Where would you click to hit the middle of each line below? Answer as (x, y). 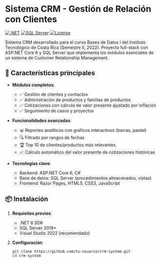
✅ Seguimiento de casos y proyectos (57, 111)
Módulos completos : (33, 85)
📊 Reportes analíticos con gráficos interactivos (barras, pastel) (83, 130)
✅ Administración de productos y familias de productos (75, 100)
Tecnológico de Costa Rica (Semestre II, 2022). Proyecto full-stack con (77, 47)
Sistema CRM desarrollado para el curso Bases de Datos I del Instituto (75, 42)
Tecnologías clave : (31, 163)
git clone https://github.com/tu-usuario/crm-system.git (71, 251)
